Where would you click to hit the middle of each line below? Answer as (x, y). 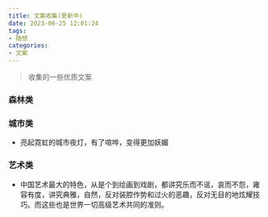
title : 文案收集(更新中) (45, 16)
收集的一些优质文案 (60, 77)
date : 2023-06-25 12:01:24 (54, 23)
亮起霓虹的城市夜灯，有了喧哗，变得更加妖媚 (94, 142)
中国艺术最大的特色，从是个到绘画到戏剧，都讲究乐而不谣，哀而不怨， (136, 184)
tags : (17, 31)
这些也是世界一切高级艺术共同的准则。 (105, 204)
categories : (28, 46)
